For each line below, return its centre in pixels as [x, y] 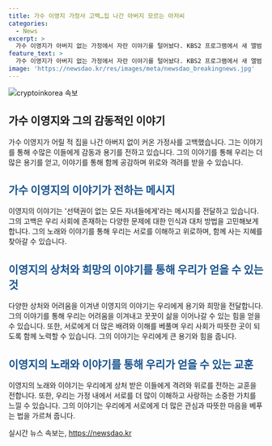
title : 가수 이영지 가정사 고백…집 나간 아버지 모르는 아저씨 [97, 16]
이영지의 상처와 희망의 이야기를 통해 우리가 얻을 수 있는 [136, 270]
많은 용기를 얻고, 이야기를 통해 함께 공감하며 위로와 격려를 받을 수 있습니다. [126, 162]
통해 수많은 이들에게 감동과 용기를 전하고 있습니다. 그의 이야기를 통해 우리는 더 [140, 152]
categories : [28, 24]
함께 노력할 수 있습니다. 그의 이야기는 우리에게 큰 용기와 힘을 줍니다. [130, 337]
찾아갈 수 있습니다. [38, 242]
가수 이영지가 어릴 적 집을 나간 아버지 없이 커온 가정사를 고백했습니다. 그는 [125, 142]
